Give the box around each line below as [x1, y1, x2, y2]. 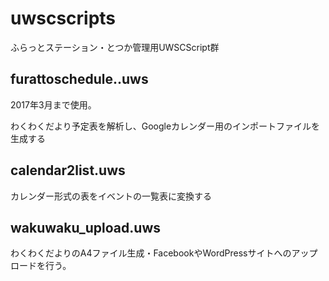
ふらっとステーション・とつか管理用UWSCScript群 [10, 41, 220, 53]
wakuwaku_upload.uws [10, 219, 162, 236]
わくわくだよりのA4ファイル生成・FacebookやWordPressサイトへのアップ [10, 247, 318, 259]
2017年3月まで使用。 [10, 98, 97, 111]
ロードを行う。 [10, 260, 72, 272]
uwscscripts [10, 7, 117, 30]
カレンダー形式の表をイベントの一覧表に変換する [10, 190, 212, 202]
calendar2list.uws [10, 162, 126, 179]
